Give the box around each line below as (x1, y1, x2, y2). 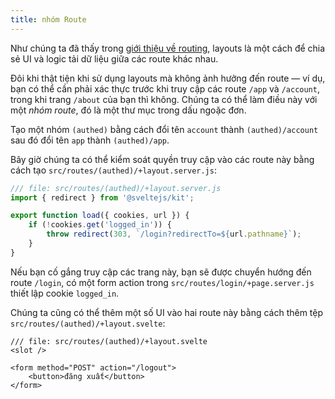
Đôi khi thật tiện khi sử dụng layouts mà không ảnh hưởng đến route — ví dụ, (10, 72, 326, 84)
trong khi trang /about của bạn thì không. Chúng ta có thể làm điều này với (10, 93, 318, 105)
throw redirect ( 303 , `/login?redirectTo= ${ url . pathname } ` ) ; (46, 229, 302, 240)
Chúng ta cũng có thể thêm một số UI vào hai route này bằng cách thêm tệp (10, 306, 324, 318)
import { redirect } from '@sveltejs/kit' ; (10, 192, 195, 203)
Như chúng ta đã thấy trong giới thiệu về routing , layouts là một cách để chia (10, 42, 326, 54)
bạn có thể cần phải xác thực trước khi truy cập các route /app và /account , (10, 82, 320, 95)
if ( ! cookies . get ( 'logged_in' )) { (28, 220, 172, 230)
